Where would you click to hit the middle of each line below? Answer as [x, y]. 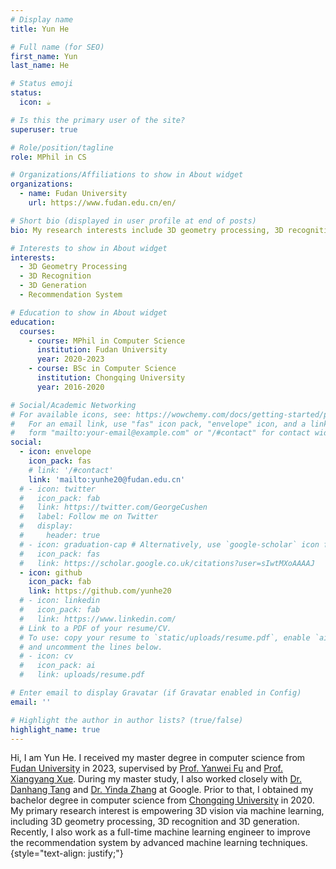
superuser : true [44, 129]
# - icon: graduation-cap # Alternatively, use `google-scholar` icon [169, 544]
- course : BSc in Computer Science [102, 369]
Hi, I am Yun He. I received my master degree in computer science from [158, 758]
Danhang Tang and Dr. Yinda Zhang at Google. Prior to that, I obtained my [162, 790]
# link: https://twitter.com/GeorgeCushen [113, 507]
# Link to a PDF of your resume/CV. [95, 628]
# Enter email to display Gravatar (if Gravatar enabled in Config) [156, 693]
